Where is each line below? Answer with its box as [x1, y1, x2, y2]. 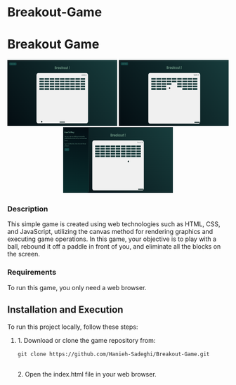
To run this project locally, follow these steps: [7, 322, 138, 331]
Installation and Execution [7, 304, 124, 316]
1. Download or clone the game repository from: [17, 336, 156, 344]
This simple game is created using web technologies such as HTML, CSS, [7, 220, 221, 228]
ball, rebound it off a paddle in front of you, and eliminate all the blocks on [7, 242, 221, 251]
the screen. [7, 250, 41, 259]
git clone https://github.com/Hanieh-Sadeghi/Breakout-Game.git [17, 351, 210, 358]
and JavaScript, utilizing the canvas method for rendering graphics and [7, 228, 214, 236]
